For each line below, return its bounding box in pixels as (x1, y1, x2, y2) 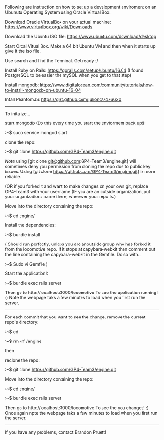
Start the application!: (5, 270, 48, 276)
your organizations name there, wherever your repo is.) (5, 194, 116, 199)
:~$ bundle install (5, 232, 40, 237)
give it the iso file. (5, 49, 41, 54)
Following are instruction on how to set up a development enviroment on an (5, 4, 157, 10)
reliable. (5, 174, 21, 179)
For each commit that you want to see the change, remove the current (5, 314, 146, 320)
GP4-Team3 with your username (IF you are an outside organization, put (5, 189, 150, 194)
